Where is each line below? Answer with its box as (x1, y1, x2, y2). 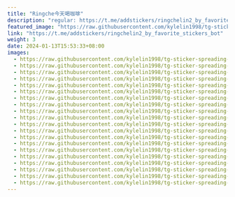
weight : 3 (7, 36, 36, 43)
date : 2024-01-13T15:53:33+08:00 (7, 43, 105, 50)
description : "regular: (7, 17, 77, 24)
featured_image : (7, 23, 55, 30)
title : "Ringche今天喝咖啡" (7, 10, 84, 17)
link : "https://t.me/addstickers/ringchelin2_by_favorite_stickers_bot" (7, 29, 224, 37)
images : (7, 50, 30, 57)
